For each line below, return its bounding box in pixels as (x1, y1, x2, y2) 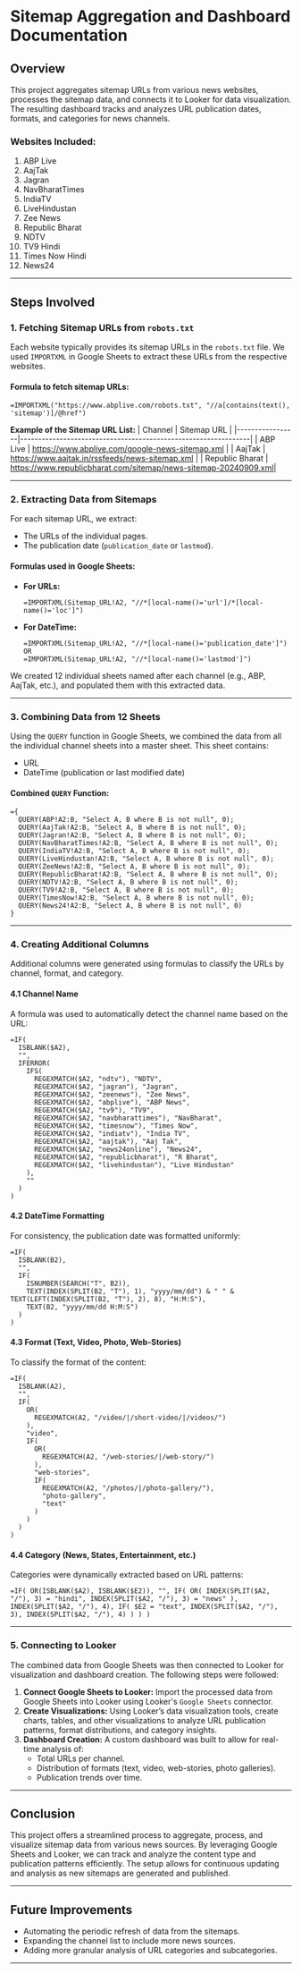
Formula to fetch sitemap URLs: (10, 381, 130, 392)
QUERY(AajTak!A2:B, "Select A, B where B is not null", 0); (18, 823, 247, 833)
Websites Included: (10, 135, 96, 148)
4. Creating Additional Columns (10, 938, 150, 951)
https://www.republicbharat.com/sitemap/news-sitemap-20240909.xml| (10, 462, 277, 473)
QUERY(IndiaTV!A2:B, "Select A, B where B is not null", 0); (18, 847, 251, 856)
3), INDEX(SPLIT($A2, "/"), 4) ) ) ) (10, 1610, 151, 1620)
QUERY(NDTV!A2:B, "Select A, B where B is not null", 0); (18, 878, 239, 887)
